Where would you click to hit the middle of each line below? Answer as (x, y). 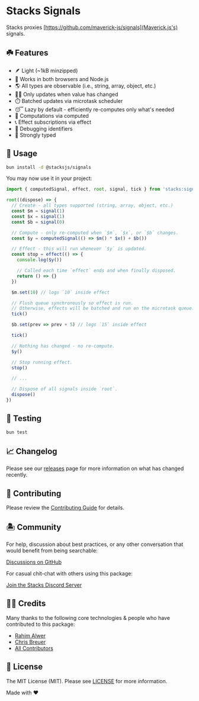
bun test (17, 432)
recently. (17, 475)
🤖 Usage (22, 154)
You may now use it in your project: (49, 178)
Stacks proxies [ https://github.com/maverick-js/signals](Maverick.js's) (92, 27)
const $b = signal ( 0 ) (38, 222)
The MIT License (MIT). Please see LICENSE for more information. (87, 681)
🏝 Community (34, 527)
